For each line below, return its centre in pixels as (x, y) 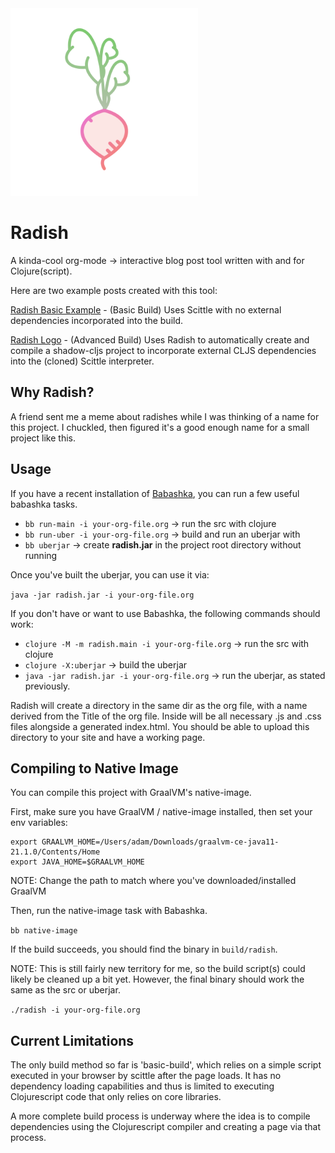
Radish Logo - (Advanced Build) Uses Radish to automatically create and (160, 339)
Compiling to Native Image (94, 768)
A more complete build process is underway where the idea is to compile (160, 1116)
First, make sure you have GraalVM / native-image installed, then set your (161, 812)
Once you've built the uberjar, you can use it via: (110, 574)
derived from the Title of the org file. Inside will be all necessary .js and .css (166, 716)
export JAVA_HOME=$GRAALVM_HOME (77, 862)
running (41, 555)
